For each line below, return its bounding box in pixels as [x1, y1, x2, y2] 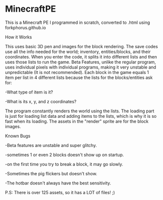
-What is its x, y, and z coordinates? [5, 98, 77, 104]
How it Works [5, 34, 32, 40]
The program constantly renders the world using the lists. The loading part [5, 108, 155, 114]
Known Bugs [5, 133, 31, 139]
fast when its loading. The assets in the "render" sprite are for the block [5, 118, 149, 124]
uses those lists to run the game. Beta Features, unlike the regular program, [5, 59, 156, 65]
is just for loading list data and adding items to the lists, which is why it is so [5, 113, 157, 119]
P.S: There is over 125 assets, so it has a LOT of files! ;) [5, 189, 115, 195]
